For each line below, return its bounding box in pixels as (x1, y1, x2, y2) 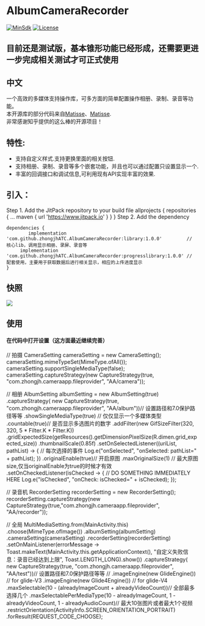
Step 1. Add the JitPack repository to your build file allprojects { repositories (6, 206, 196, 214)
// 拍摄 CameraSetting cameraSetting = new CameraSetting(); (6, 352, 162, 359)
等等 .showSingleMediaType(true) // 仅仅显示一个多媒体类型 (11, 412, 162, 420)
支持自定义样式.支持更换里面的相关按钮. (15, 154, 115, 162)
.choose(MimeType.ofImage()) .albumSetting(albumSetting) (6, 528, 156, 535)
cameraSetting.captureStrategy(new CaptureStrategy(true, (6, 371, 154, 379)
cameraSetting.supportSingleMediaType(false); (6, 365, 125, 372)
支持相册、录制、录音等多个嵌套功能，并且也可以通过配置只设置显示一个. (15, 162, 199, 170)
